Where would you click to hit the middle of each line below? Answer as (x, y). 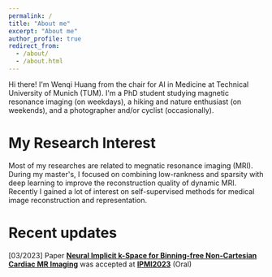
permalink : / (30, 16)
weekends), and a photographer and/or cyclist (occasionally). (111, 110)
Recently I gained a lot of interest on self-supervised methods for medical (132, 191)
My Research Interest (82, 143)
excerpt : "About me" (43, 31)
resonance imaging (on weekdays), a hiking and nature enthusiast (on (125, 102)
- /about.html (39, 62)
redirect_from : (34, 46)
